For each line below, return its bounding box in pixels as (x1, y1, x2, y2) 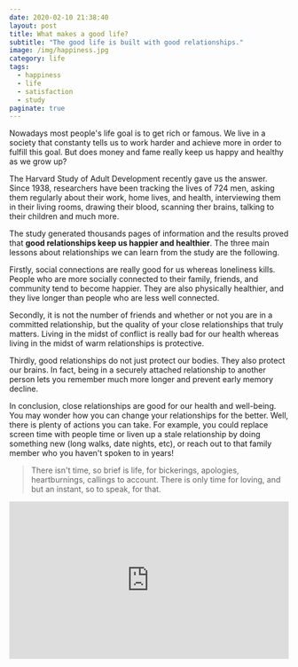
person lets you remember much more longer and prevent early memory (9, 374, 273, 385)
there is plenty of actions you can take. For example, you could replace (9, 420, 269, 430)
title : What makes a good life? (9, 29, 129, 38)
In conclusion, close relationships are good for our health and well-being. (9, 401, 277, 412)
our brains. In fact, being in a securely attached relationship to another (9, 365, 266, 375)
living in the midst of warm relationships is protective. (9, 338, 205, 349)
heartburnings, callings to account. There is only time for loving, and (30, 475, 281, 485)
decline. (9, 383, 38, 395)
